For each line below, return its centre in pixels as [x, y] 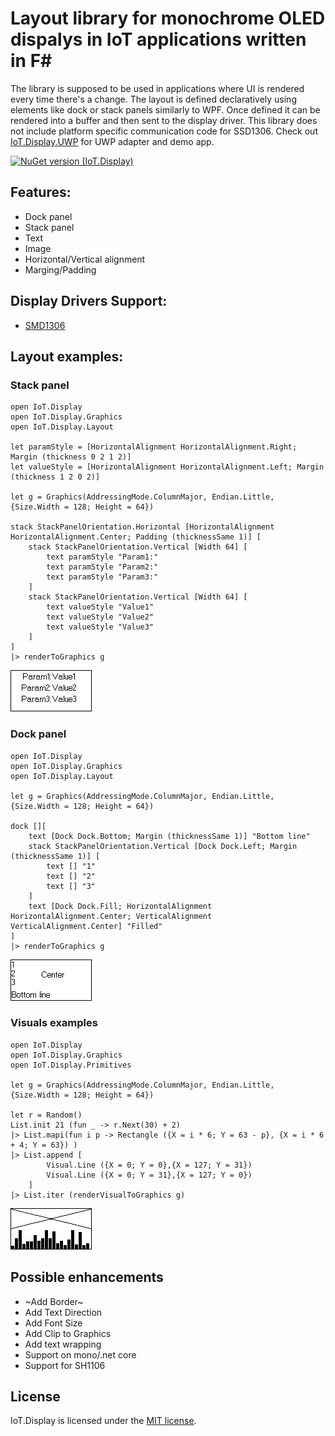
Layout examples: [67, 356]
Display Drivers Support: [89, 301]
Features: [41, 192]
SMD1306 [45, 325]
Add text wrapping [63, 1344]
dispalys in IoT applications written [158, 39]
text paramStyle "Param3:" [102, 577]
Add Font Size [53, 1323]
